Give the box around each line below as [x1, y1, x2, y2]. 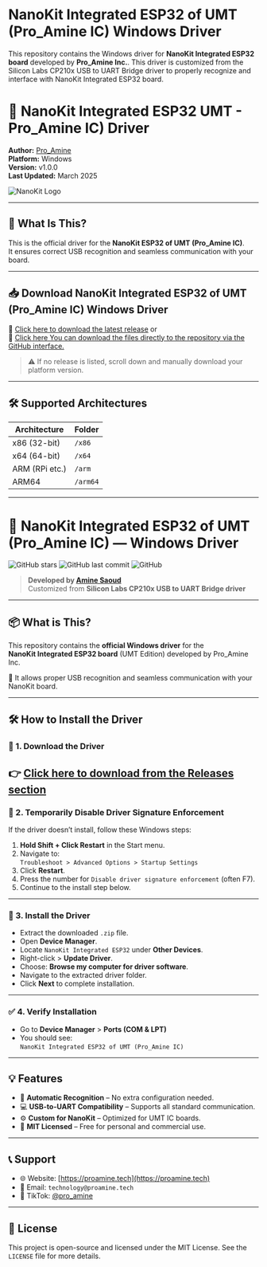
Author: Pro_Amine [8, 145, 72, 155]
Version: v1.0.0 [8, 162, 58, 172]
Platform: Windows [8, 154, 72, 163]
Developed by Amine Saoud [27, 575, 122, 585]
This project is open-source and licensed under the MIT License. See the [8, 1243, 248, 1253]
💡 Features [8, 1072, 64, 1085]
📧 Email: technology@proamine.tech [19, 1183, 134, 1192]
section [8, 783, 46, 796]
